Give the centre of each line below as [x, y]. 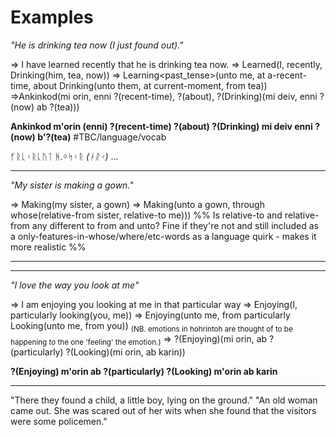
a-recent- [287, 75]
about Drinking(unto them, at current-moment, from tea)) [150, 85]
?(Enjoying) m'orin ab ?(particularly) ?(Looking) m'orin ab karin [144, 371]
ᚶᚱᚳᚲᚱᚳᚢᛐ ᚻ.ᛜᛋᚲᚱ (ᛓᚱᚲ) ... [64, 156]
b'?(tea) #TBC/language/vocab [102, 137]
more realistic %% [48, 247]
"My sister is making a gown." [72, 185]
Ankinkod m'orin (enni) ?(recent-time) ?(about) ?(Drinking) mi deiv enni [161, 126]
